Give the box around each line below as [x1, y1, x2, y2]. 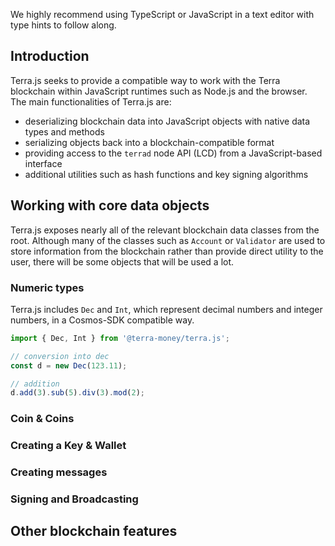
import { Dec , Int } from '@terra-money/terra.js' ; [10, 333, 230, 343]
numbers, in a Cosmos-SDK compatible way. [10, 314, 195, 326]
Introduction [10, 48, 90, 65]
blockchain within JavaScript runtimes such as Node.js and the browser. [10, 85, 308, 97]
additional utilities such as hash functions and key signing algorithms [24, 168, 309, 180]
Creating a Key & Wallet [10, 439, 127, 453]
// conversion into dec [10, 351, 110, 361]
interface [24, 157, 63, 169]
